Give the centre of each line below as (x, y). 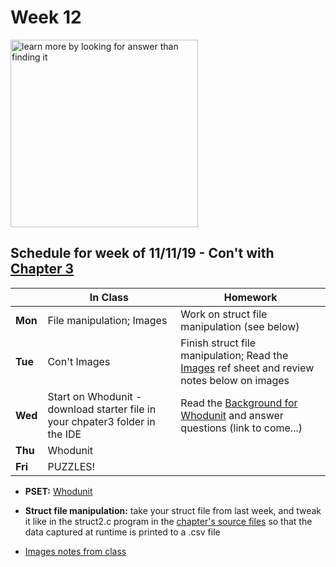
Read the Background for (239, 403)
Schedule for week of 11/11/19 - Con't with (142, 253)
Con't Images (79, 361)
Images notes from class (75, 551)
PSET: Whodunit (58, 491)
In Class (109, 297)
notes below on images (235, 380)
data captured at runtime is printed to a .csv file (122, 532)
